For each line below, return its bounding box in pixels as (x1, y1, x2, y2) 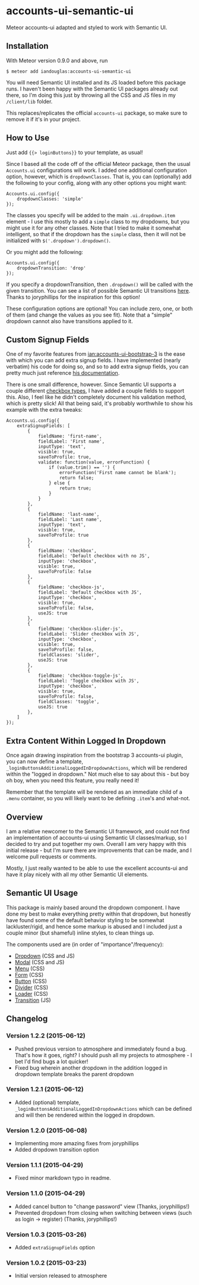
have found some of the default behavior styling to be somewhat (6, 916, 165, 923)
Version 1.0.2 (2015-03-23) (6, 1258, 87, 1267)
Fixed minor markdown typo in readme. (14, 1174, 111, 1181)
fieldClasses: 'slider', (37, 652, 100, 658)
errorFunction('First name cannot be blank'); (59, 470, 177, 476)
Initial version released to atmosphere (14, 1272, 108, 1280)
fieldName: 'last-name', (37, 512, 100, 518)
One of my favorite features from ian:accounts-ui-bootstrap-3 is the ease (6, 350, 186, 358)
